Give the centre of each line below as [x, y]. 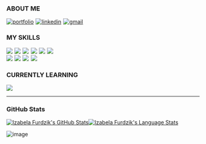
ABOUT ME [23, 9]
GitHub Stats [26, 109]
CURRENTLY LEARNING [42, 74]
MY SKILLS [23, 38]
